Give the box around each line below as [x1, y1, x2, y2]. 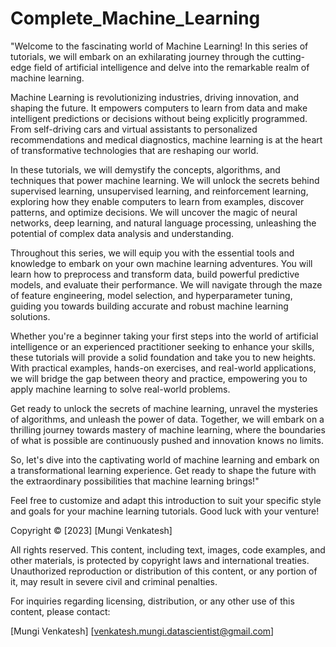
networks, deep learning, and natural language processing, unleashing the [10, 217, 317, 229]
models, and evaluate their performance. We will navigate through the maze [10, 278, 323, 291]
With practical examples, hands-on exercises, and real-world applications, [10, 362, 317, 374]
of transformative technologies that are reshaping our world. [10, 144, 259, 156]
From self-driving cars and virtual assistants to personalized [10, 123, 258, 135]
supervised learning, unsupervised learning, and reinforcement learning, [10, 185, 309, 197]
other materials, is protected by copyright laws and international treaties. [10, 554, 310, 566]
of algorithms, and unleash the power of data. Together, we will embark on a [10, 413, 325, 425]
